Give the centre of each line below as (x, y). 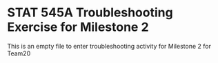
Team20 (19, 53)
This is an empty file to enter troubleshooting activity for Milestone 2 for (109, 46)
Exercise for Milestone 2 (78, 27)
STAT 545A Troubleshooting (90, 13)
